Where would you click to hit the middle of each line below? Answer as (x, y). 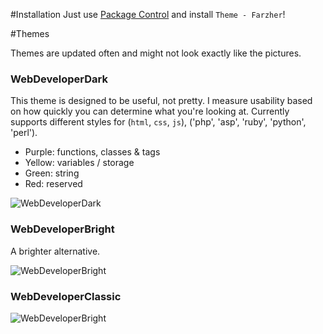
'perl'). (24, 133)
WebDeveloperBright (62, 229)
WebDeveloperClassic (66, 296)
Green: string (52, 173)
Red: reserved (53, 184)
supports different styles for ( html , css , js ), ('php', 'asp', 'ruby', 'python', (158, 122)
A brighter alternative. (55, 251)
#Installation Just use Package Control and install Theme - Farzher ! (148, 14)
